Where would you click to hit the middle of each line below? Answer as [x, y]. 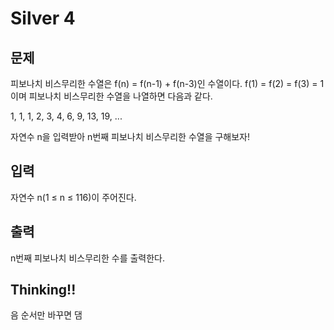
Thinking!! [43, 290]
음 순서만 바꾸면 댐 [46, 315]
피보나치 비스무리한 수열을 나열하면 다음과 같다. [120, 96]
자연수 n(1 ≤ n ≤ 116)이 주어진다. [73, 197]
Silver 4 [43, 18]
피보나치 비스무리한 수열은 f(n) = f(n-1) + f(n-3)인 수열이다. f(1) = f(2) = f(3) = [164, 83]
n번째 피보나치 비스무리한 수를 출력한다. [88, 258]
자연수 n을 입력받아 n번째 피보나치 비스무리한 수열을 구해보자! [130, 136]
